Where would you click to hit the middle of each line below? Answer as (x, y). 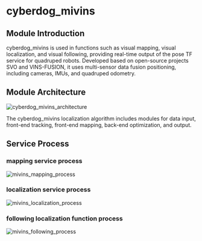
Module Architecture (46, 92)
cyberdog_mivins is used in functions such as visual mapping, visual (91, 48)
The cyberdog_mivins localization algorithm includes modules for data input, (101, 118)
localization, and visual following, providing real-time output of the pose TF (99, 54)
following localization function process (65, 218)
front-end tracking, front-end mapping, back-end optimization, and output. (99, 125)
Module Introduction (46, 33)
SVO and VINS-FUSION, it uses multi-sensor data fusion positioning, (91, 67)
